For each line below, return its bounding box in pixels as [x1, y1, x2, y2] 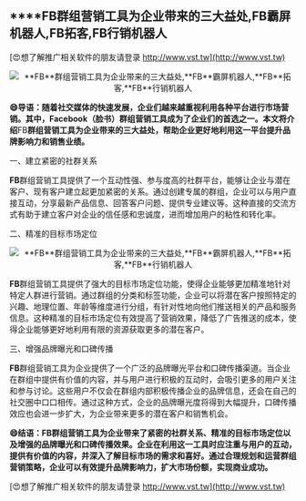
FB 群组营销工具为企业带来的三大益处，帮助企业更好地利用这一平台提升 [17, 124, 283, 135]
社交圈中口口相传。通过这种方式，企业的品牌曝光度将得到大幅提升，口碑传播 [9, 396, 297, 407]
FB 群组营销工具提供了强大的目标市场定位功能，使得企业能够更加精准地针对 [9, 278, 291, 289]
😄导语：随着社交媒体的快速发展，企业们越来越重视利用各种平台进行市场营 [9, 101, 290, 112]
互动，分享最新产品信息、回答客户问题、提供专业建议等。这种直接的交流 [16, 197, 289, 208]
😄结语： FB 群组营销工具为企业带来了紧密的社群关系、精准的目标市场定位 [9, 427, 284, 438]
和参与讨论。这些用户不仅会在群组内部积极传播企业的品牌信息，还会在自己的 [9, 385, 297, 396]
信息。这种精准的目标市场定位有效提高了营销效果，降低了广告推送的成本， [9, 312, 289, 323]
